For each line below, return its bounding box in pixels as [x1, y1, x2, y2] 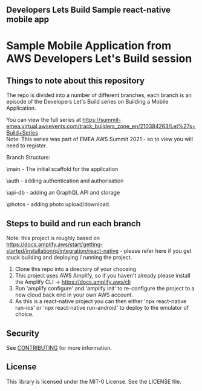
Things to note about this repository [6, 75, 145, 85]
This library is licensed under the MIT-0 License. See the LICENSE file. [6, 378, 181, 385]
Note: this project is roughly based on [6, 235, 100, 242]
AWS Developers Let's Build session [6, 52, 192, 65]
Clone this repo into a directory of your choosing [15, 266, 137, 273]
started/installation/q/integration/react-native [6, 247, 119, 255]
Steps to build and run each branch [6, 218, 141, 229]
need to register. [6, 142, 47, 149]
